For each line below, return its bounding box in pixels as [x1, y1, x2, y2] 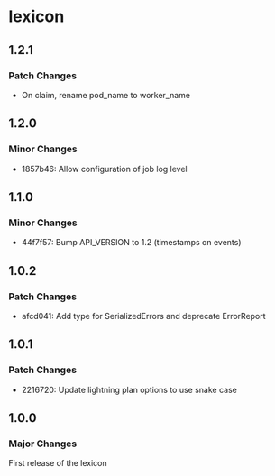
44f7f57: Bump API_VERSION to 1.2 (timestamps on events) [21, 237, 242, 248]
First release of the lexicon [8, 458, 107, 469]
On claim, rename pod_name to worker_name [21, 89, 191, 100]
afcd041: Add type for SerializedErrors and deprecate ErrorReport [21, 310, 267, 321]
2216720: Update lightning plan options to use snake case [21, 384, 238, 395]
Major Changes [8, 437, 78, 450]
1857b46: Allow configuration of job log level [21, 163, 188, 174]
